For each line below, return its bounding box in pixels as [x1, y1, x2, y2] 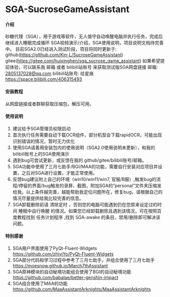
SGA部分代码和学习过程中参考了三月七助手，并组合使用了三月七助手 [12, 257, 155, 263]
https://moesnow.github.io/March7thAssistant [12, 263, 108, 269]
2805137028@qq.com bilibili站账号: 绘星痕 [5, 70, 94, 77]
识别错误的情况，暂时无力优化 [12, 138, 75, 144]
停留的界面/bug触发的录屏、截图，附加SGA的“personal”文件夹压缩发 [18, 182, 162, 189]
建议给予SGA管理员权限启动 [12, 125, 71, 131]
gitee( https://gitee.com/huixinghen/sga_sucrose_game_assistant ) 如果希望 [5, 58, 160, 64]
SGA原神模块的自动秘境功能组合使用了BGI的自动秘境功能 [12, 269, 132, 275]
